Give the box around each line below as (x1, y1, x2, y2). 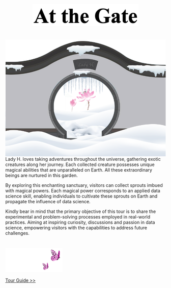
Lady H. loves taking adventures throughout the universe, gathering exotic (5, 156, 161, 162)
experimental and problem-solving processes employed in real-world (5, 214, 151, 220)
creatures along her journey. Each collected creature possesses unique (5, 161, 155, 167)
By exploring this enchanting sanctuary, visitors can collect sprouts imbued (5, 182, 163, 188)
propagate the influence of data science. (5, 199, 91, 205)
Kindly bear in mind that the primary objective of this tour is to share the (5, 208, 156, 214)
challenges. (5, 230, 30, 236)
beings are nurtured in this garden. (5, 173, 78, 179)
